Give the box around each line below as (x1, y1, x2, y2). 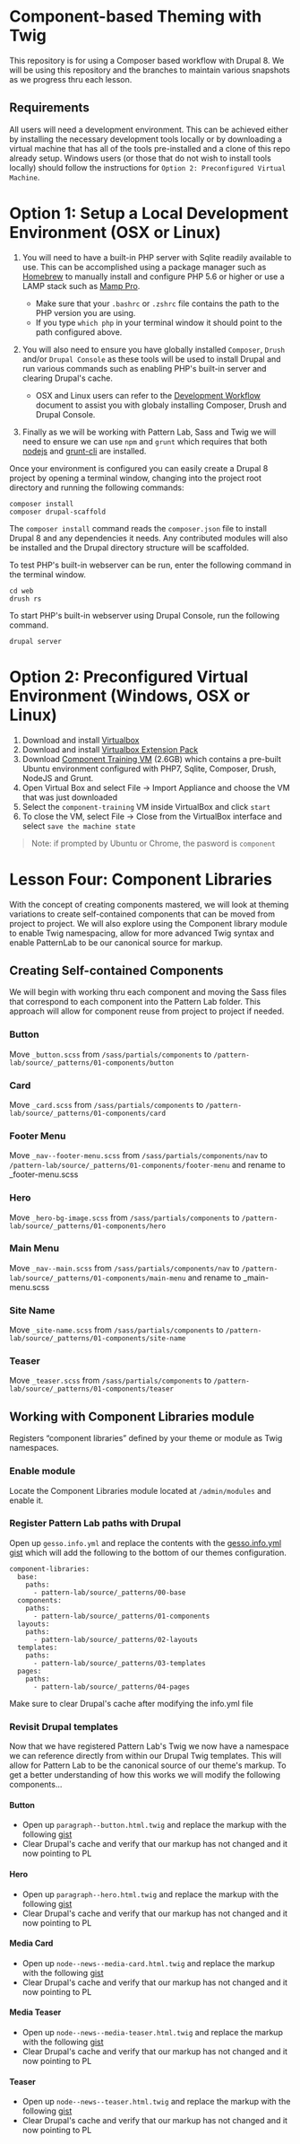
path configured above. (35, 326, 123, 338)
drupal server (9, 637, 63, 646)
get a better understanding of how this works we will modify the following (9, 1770, 280, 1780)
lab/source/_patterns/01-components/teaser (9, 1384, 175, 1393)
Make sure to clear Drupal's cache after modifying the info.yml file (9, 1698, 253, 1709)
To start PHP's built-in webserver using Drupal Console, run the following (9, 610, 280, 620)
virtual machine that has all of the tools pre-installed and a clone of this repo (9, 143, 291, 154)
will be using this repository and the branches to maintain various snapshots (9, 65, 291, 75)
